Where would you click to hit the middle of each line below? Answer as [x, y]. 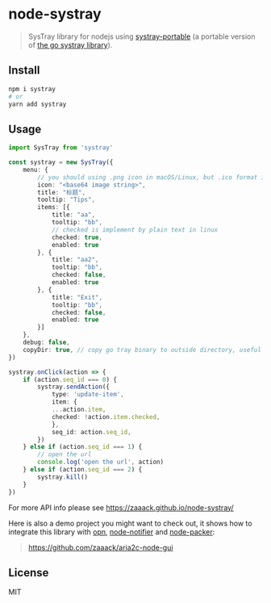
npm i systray [32, 89]
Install [24, 71]
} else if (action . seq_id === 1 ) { [83, 447]
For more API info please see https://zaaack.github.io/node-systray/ [121, 507]
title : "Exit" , [77, 297]
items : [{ [54, 207]
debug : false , [46, 343]
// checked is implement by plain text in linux [135, 230]
